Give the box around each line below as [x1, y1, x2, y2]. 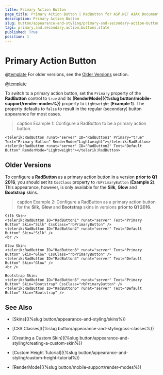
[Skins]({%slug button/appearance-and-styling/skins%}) [12, 316, 126, 322]
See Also [5, 303, 33, 312]
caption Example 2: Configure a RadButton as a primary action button [16, 199, 156, 205]
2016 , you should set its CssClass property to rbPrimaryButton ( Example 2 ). [5, 179, 156, 185]
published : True [5, 30, 38, 35]
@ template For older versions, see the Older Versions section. [5, 71, 129, 77]
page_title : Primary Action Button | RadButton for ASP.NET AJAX [5, 12, 140, 17]
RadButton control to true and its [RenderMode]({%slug [5, 95, 120, 101]
